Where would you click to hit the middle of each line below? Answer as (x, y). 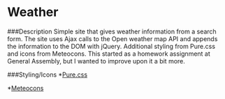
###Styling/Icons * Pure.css (48, 75)
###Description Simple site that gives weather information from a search (112, 31)
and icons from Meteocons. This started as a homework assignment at (109, 54)
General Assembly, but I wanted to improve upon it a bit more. (96, 61)
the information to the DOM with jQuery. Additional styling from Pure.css (111, 46)
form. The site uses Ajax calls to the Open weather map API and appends (112, 38)
